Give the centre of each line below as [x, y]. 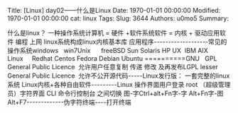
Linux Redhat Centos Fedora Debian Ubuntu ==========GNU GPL [112, 58]
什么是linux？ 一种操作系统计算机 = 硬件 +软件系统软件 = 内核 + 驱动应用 [114, 33]
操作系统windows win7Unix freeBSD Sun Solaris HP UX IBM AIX [108, 50]
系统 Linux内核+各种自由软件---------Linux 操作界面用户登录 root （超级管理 [119, 84]
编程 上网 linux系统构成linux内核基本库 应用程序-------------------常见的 [121, 42]
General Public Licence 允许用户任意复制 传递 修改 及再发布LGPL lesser [113, 67]
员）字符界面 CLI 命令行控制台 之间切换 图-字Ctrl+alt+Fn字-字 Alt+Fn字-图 [115, 93]
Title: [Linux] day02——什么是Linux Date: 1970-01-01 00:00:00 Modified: [114, 10]
